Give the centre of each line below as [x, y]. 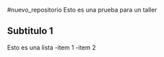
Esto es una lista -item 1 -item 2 [51, 47]
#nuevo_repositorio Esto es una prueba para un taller [82, 10]
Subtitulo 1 [30, 31]
